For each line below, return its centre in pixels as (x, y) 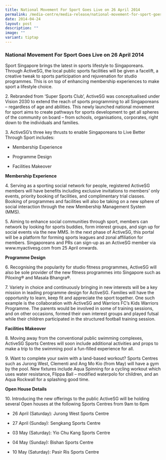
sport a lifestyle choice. (29, 87)
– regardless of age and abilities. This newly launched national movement (80, 107)
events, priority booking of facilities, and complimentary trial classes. (75, 196)
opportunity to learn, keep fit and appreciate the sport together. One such (80, 298)
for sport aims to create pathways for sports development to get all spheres (82, 112)
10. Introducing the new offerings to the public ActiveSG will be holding (77, 399)
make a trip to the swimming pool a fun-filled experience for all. (70, 349)
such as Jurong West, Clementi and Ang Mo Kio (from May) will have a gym (82, 364)
